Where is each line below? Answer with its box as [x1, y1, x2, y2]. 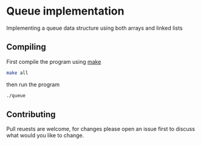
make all [6, 70, 29, 76]
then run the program [6, 81, 60, 88]
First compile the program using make [6, 58, 101, 65]
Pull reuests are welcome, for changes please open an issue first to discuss [6, 126, 196, 133]
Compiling [6, 42, 47, 52]
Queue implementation [6, 4, 124, 18]
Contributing [6, 109, 56, 120]
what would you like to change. [6, 132, 84, 139]
